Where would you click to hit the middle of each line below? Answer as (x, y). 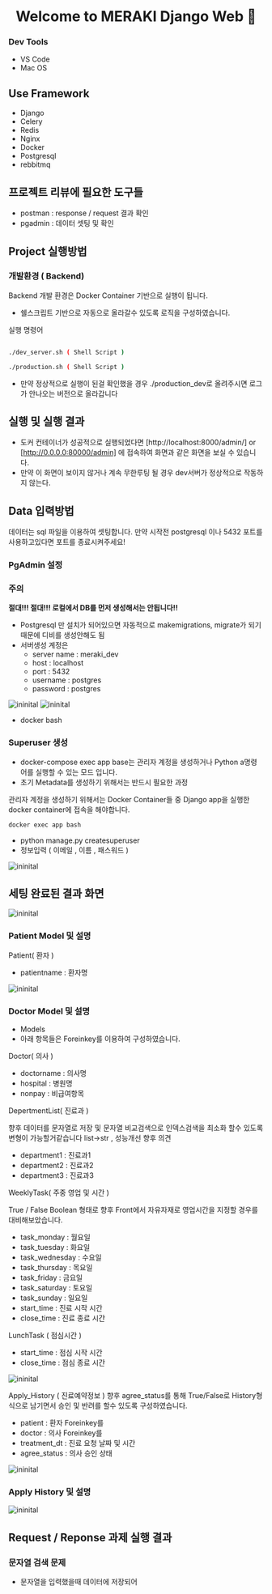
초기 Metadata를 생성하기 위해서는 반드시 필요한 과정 (104, 782)
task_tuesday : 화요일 (55, 1247)
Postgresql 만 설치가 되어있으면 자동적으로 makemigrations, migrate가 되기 (140, 625)
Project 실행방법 (48, 251)
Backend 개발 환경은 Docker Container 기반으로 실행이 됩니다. (108, 295)
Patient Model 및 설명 (50, 936)
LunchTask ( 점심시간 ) (45, 1335)
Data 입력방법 (41, 510)
